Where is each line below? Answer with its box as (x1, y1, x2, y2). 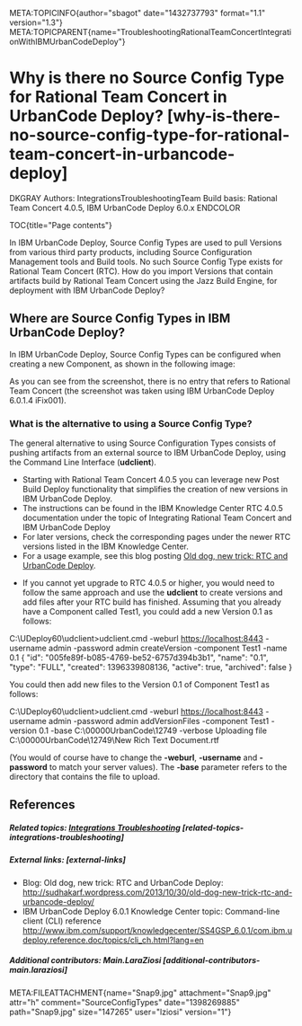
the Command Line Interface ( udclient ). (9, 457, 157, 468)
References (9, 797, 75, 812)
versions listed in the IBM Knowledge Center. (22, 541, 189, 552)
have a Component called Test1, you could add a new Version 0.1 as (22, 606, 273, 617)
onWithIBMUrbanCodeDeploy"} (9, 36, 126, 47)
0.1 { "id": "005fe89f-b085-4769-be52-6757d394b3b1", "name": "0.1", (9, 652, 269, 663)
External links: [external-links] (9, 854, 126, 865)
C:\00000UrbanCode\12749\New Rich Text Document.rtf (9, 735, 220, 746)
